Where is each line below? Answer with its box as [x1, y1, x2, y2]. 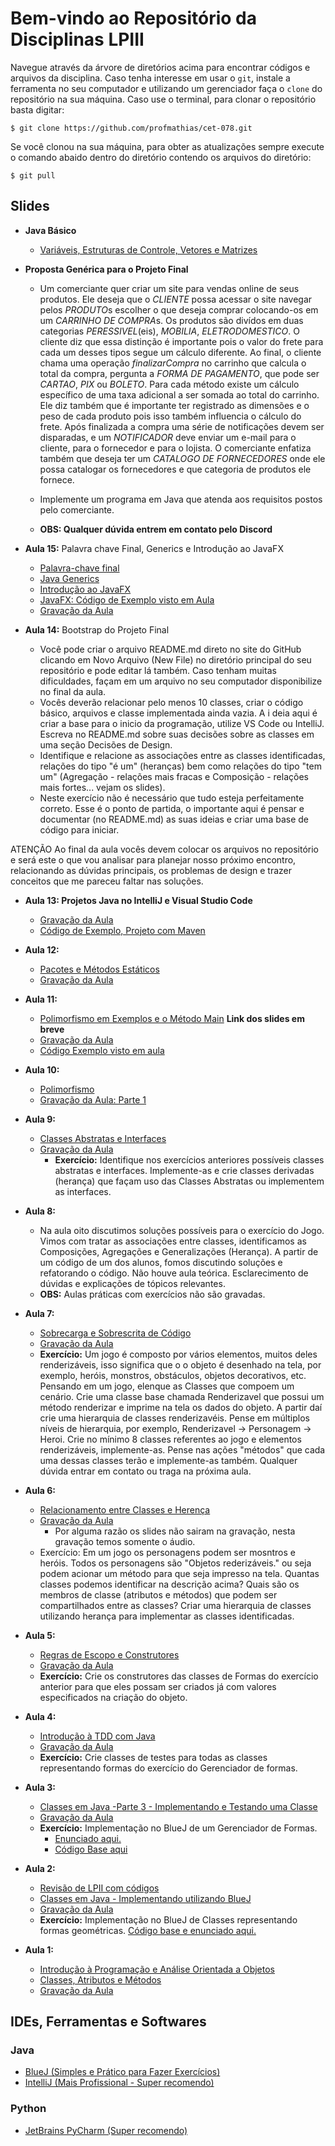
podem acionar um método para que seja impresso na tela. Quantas [39, 1567, 320, 1579]
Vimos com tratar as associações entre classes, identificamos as [39, 1235, 307, 1247]
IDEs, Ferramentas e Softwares [10, 2013, 207, 2031]
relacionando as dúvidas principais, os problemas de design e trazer [10, 864, 293, 876]
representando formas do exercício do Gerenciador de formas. [39, 1762, 298, 1774]
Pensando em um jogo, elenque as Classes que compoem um [39, 1380, 295, 1392]
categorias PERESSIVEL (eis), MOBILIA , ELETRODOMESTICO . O [39, 325, 300, 337]
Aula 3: [24, 1781, 56, 1793]
